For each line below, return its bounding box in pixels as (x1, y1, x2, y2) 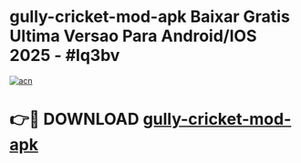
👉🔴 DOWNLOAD (9, 109, 140, 129)
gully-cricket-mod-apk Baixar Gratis (9, 6, 290, 27)
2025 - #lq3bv (9, 46, 120, 66)
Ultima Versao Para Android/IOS (9, 25, 257, 46)
